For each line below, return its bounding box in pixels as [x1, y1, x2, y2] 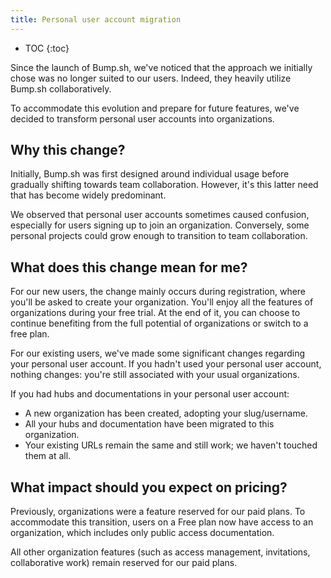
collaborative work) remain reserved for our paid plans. [10, 557, 238, 569]
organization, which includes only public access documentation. [10, 527, 275, 539]
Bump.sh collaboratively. [10, 82, 112, 95]
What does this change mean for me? [10, 259, 248, 276]
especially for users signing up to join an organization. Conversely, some [10, 219, 310, 231]
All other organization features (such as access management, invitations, [10, 546, 311, 558]
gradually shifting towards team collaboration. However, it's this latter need [10, 179, 319, 191]
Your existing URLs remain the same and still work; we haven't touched [24, 439, 318, 451]
